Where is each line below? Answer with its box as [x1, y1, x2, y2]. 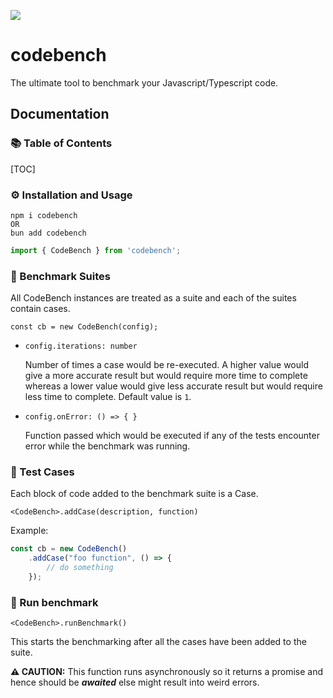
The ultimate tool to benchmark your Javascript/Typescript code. [10, 76, 279, 89]
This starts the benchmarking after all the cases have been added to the [10, 636, 307, 648]
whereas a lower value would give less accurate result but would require [24, 380, 323, 392]
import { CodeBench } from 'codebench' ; [10, 245, 182, 255]
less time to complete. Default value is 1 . [24, 391, 192, 403]
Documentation [10, 106, 110, 123]
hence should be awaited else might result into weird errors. [10, 676, 260, 689]
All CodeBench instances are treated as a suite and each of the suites [10, 292, 297, 304]
